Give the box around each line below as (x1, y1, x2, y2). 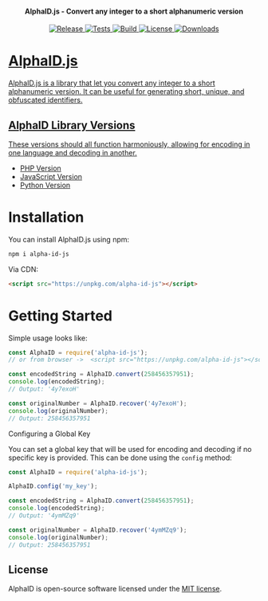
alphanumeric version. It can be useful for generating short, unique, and (8, 87, 245, 96)
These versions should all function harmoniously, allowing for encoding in (8, 139, 250, 149)
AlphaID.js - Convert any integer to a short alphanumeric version (25, 6, 243, 16)
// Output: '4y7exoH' (8, 385, 81, 394)
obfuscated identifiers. (8, 96, 83, 105)
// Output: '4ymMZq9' (8, 512, 81, 520)
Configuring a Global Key (8, 429, 91, 438)
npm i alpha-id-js (8, 249, 69, 258)
